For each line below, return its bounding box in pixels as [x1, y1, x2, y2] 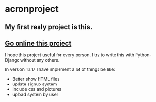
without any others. [20, 57, 59, 63]
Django [5, 57, 19, 63]
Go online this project [5, 39, 72, 47]
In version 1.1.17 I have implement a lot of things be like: [5, 67, 116, 72]
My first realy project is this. [5, 23, 93, 31]
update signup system [12, 81, 57, 87]
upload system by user [12, 91, 58, 98]
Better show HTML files [12, 76, 60, 82]
